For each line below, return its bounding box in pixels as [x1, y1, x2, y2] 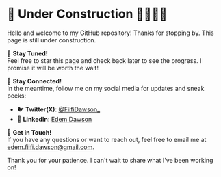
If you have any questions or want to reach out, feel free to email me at [7, 135, 207, 144]
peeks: [7, 92, 27, 100]
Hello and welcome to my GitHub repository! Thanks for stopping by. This [7, 29, 214, 37]
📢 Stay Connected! [7, 77, 62, 85]
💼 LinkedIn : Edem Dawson [16, 115, 92, 123]
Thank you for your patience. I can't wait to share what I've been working [7, 156, 213, 164]
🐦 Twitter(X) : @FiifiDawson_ [16, 105, 101, 113]
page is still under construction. [7, 36, 96, 44]
